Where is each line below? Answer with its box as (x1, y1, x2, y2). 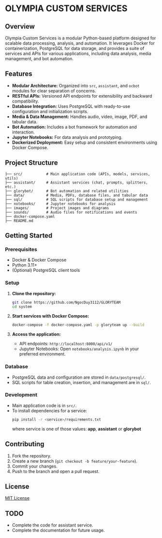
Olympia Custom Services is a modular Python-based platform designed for (5, 35, 156, 41)
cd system (12, 304, 32, 309)
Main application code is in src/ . (12, 403, 77, 408)
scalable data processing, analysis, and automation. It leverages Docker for (5, 40, 155, 46)
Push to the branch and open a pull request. (12, 468, 100, 474)
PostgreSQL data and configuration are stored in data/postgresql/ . (12, 374, 146, 380)
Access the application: (12, 331, 61, 337)
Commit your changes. (12, 463, 58, 469)
